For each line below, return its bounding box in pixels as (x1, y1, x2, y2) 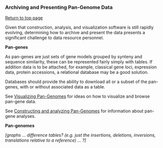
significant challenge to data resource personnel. (5, 35, 104, 41)
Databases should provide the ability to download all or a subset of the (5, 79, 148, 85)
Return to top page (5, 15, 43, 21)
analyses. (16, 113, 36, 119)
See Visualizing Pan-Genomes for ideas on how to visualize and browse (5, 93, 150, 99)
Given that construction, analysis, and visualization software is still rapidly (5, 24, 154, 30)
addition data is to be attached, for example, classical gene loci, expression (5, 64, 157, 70)
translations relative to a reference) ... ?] (5, 137, 87, 143)
